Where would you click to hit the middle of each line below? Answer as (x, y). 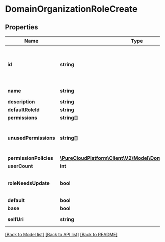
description (21, 102)
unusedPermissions (31, 138)
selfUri (15, 219)
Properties (22, 27)
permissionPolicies (30, 158)
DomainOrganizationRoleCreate (71, 9)
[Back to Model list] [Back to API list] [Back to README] (61, 234)
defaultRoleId (24, 110)
